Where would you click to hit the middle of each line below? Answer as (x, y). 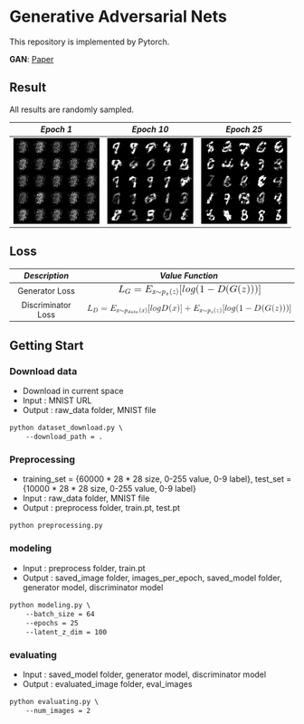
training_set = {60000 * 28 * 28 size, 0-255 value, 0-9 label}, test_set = (157, 479)
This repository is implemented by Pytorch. (90, 42)
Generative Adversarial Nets (119, 17)
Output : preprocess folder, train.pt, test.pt (101, 508)
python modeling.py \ (50, 605)
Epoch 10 (150, 129)
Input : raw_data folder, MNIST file (86, 498)
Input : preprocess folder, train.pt (84, 568)
